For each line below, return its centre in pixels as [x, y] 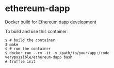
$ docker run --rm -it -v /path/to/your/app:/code [57, 53]
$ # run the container [28, 49]
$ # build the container [30, 40]
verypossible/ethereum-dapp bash [39, 57]
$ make [12, 44]
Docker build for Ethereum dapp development [51, 22]
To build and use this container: [36, 31]
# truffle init [20, 61]
